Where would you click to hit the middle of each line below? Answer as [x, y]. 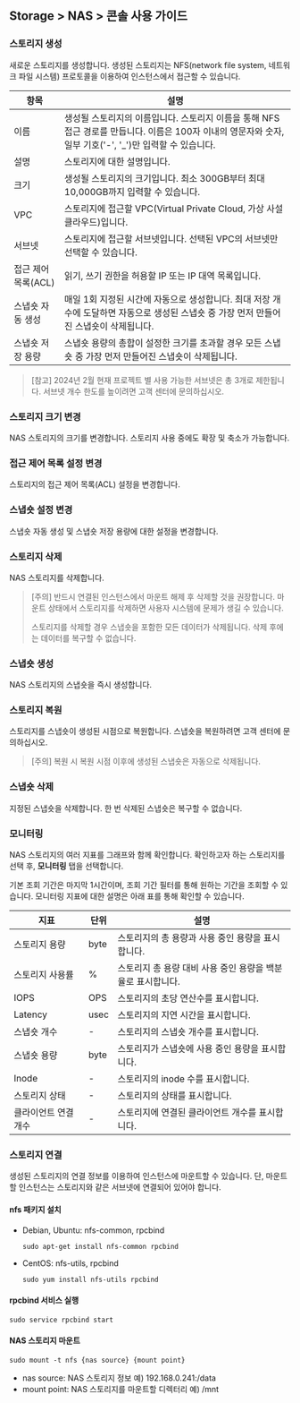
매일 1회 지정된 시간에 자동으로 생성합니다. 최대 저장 [167, 299]
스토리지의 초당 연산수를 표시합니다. [188, 998]
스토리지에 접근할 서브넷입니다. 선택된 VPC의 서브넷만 [171, 238]
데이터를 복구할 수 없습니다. [88, 637]
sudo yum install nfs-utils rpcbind [90, 1279]
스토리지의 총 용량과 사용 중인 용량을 [189, 938]
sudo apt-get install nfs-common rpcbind [100, 1246]
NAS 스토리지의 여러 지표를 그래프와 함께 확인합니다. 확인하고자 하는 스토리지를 [147, 855]
